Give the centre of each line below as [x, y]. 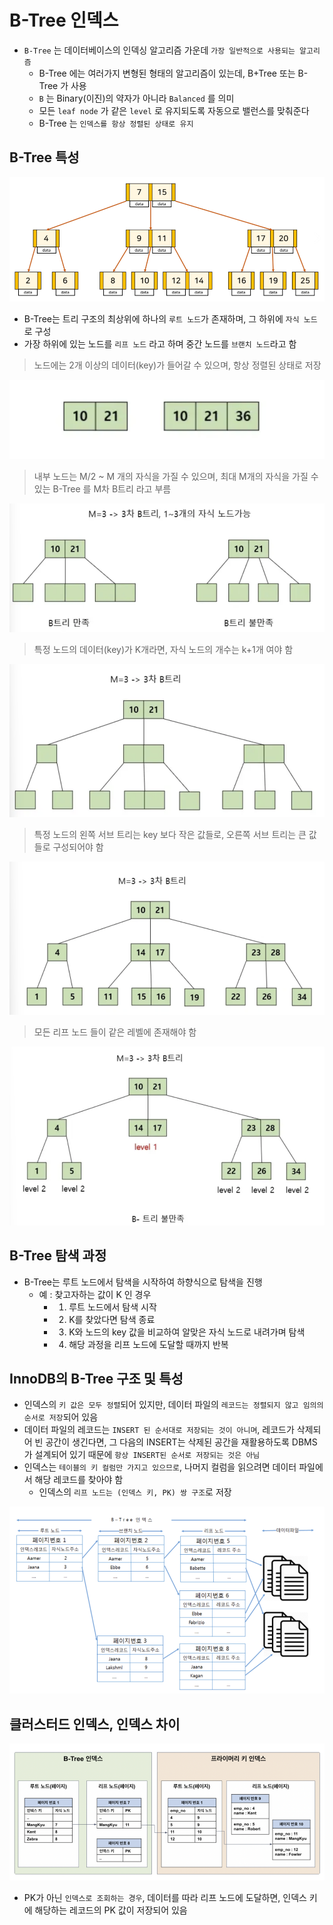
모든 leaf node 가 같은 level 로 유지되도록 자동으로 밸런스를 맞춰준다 [174, 110]
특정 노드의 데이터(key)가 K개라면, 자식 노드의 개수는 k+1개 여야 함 [163, 650]
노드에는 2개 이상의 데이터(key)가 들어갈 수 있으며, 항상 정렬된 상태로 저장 [177, 365]
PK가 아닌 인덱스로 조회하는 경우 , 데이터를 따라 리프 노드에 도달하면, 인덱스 [165, 1897]
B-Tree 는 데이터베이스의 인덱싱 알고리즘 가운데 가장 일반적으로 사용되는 [159, 50]
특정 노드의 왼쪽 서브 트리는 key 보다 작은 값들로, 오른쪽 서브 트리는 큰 [170, 834]
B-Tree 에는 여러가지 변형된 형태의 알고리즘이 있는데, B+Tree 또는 [167, 73]
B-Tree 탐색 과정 [58, 1256]
